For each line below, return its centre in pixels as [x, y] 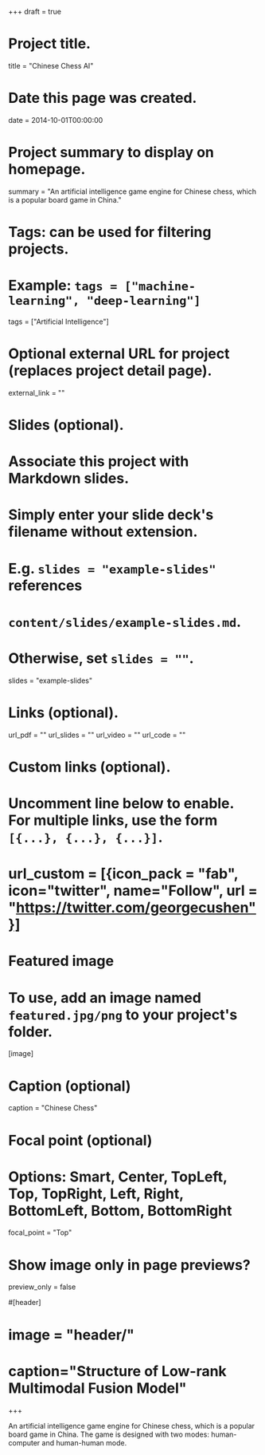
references [45, 585]
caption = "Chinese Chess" [53, 1108]
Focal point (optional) [80, 1140]
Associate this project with [99, 461]
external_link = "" [37, 392]
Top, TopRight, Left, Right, [96, 1194]
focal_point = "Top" [40, 1232]
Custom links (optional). [90, 767]
